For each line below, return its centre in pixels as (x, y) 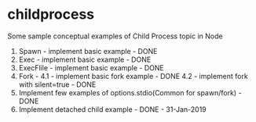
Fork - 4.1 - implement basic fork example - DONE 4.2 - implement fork (133, 76)
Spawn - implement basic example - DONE (88, 51)
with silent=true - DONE (57, 84)
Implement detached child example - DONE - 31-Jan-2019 (113, 109)
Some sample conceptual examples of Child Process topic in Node (115, 36)
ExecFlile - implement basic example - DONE (91, 67)
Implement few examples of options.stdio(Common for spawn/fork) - (130, 92)
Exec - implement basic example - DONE (85, 59)
